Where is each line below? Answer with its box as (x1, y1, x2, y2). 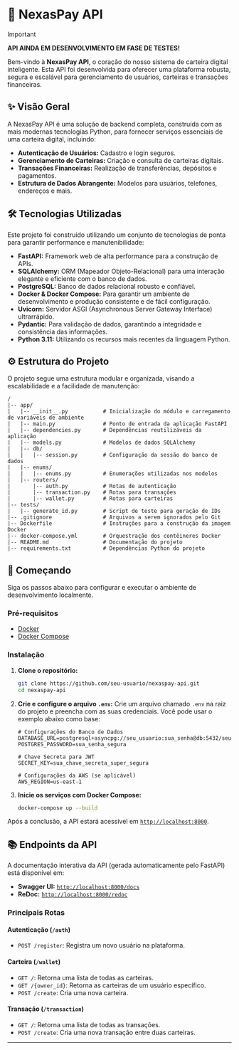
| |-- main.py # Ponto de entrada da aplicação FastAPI (7, 420, 228, 428)
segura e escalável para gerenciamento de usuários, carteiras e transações (7, 73, 229, 81)
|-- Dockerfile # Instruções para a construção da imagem (7, 520, 231, 527)
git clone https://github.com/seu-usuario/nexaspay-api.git (17, 679, 200, 687)
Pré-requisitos (7, 608, 58, 618)
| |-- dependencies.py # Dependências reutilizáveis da (7, 427, 202, 434)
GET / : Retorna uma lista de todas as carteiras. (17, 973, 154, 982)
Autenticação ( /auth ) (7, 925, 71, 934)
